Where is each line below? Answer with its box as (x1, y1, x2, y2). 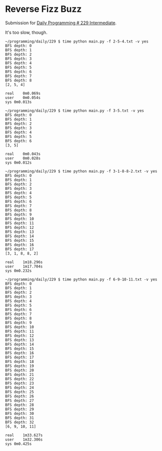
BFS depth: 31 (5, 415, 34, 420)
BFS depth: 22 (5, 376, 34, 381)
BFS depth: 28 (5, 402, 34, 407)
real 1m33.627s (5, 433, 43, 438)
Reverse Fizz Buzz (5, 3, 82, 15)
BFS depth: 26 (5, 394, 34, 399)
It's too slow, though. (5, 29, 48, 35)
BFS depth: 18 (5, 359, 34, 364)
